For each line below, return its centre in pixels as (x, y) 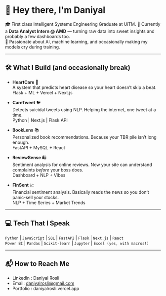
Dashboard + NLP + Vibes (39, 175)
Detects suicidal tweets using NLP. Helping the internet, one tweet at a (84, 109)
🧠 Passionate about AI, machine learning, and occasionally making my (76, 42)
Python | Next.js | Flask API (40, 120)
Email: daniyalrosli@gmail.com (43, 283)
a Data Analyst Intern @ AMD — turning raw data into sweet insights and (80, 31)
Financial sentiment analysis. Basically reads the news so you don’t (81, 192)
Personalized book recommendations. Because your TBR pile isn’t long (84, 137)
